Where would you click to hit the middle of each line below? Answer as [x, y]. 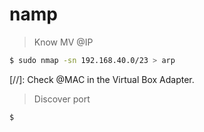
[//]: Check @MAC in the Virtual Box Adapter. [102, 79]
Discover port [62, 99]
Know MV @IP [63, 42]
